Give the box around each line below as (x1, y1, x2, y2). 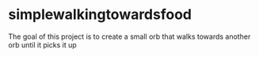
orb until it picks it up (8, 40, 77, 49)
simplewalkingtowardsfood (8, 6, 192, 24)
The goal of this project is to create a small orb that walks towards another (8, 32, 251, 41)
